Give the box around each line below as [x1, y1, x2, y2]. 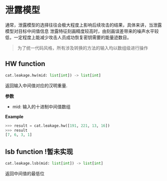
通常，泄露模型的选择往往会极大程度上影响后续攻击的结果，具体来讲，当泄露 [5, 22, 162, 28]
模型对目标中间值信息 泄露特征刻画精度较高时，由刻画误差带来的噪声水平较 [5, 28, 159, 34]
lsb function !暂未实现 [5, 147, 73, 156]
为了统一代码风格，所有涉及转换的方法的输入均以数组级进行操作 [17, 45, 148, 51]
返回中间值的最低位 [5, 170, 45, 177]
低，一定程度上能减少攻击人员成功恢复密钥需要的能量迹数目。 [5, 34, 132, 40]
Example [5, 113, 24, 119]
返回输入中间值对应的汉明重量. [5, 83, 68, 89]
